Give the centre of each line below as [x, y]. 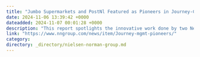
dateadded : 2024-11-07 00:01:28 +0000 [54, 23]
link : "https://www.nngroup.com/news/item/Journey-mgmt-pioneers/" [92, 34]
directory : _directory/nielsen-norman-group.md [66, 45]
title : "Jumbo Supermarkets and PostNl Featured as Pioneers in [87, 12]
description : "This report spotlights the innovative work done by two [97, 28]
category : [18, 39]
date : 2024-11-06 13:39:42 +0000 [48, 17]
